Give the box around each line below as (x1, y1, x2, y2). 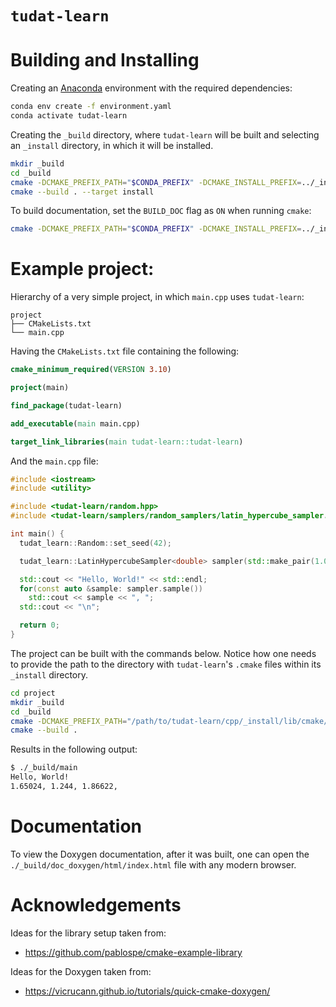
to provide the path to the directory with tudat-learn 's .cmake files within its (10, 658, 322, 670)
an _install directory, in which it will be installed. (10, 139, 214, 151)
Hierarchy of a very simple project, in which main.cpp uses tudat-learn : (10, 291, 305, 303)
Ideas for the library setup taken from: (10, 927, 167, 939)
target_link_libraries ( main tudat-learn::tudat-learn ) (10, 437, 244, 447)
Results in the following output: (10, 743, 138, 756)
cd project (10, 688, 56, 698)
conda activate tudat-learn (10, 111, 128, 121)
